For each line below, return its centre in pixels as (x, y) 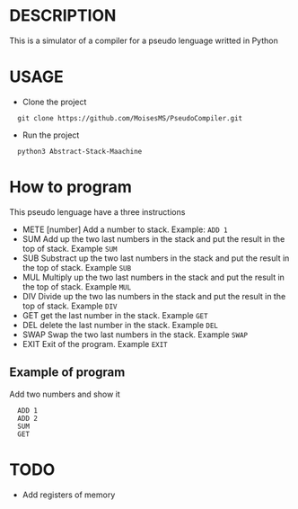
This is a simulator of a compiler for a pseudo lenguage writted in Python (144, 40)
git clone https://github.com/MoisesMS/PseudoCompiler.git (130, 118)
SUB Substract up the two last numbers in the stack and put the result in (156, 258)
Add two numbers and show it (65, 394)
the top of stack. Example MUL (77, 286)
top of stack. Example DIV (70, 306)
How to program (70, 188)
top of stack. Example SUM (70, 248)
